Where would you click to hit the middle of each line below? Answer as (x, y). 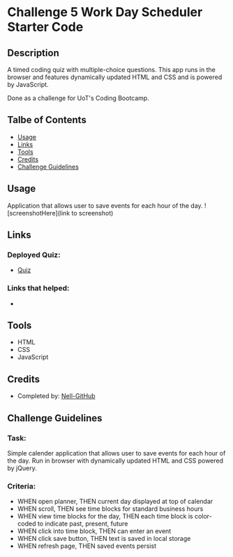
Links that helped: (38, 288)
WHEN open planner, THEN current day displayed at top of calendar (115, 502)
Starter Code (45, 27)
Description (33, 53)
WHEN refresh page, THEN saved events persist (87, 546)
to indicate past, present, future (83, 524)
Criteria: (22, 486)
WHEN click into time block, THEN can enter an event (94, 531)
